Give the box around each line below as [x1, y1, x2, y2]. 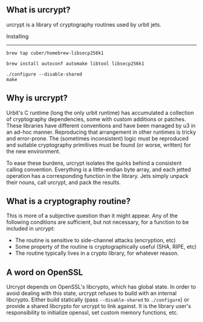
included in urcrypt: [6, 225, 56, 232]
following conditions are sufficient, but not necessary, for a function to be [6, 218, 189, 226]
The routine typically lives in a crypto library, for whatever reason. [14, 249, 179, 257]
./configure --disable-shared [6, 71, 83, 77]
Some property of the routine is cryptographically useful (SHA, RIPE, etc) [14, 243, 197, 251]
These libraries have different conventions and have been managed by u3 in [6, 122, 196, 129]
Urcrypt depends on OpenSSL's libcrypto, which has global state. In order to [6, 283, 196, 291]
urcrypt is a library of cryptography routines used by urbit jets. [6, 21, 162, 28]
